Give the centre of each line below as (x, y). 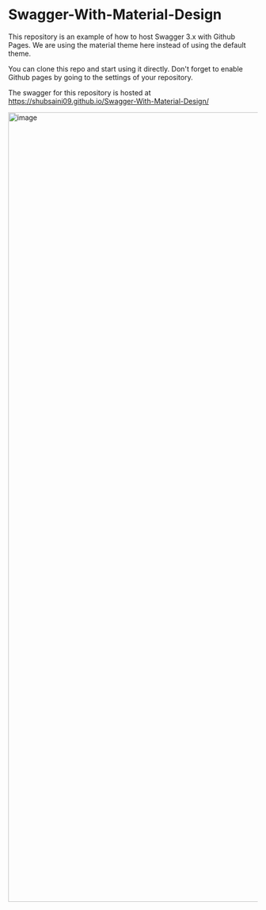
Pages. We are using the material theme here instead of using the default (127, 44)
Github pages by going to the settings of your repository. (101, 77)
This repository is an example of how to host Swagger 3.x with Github (122, 37)
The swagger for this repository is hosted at (80, 92)
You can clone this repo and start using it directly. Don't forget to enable (125, 68)
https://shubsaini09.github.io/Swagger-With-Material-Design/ (109, 101)
